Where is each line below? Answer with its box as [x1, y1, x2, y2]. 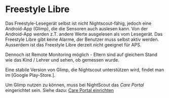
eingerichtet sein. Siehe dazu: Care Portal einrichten [5, 87, 114, 93]
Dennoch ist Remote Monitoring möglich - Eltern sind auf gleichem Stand [5, 52, 158, 58]
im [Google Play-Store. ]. [5, 72, 56, 78]
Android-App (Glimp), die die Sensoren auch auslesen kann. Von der [5, 25, 148, 31]
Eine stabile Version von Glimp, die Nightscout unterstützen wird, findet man [5, 67, 164, 73]
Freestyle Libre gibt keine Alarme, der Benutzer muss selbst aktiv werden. [5, 36, 159, 42]
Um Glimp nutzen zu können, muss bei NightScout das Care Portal [5, 82, 144, 88]
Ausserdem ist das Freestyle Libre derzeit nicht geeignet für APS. [5, 41, 142, 47]
